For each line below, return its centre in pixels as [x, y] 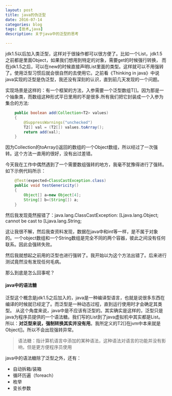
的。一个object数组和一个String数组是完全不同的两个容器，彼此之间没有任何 [85, 238]
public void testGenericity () [47, 185]
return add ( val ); [42, 132]
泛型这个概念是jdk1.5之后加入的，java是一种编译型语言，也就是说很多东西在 [85, 297]
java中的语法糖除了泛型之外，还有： [43, 358]
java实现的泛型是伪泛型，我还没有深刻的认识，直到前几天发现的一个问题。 [84, 79]
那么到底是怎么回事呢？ [30, 272]
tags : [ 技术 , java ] [24, 29]
